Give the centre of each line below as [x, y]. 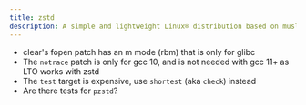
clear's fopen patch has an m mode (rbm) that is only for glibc [139, 52]
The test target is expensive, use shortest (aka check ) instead [139, 81]
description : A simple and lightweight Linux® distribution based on [144, 26]
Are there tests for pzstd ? [70, 91]
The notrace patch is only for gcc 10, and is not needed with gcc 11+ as [156, 62]
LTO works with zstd [61, 71]
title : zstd [32, 18]
